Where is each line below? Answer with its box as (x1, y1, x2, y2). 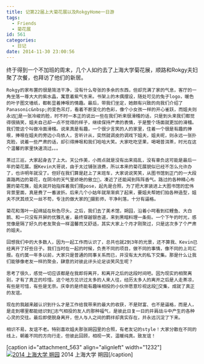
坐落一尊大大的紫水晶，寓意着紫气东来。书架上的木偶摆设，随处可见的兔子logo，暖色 (10, 93, 194, 99)
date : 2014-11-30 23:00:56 (6, 49, 75, 55)
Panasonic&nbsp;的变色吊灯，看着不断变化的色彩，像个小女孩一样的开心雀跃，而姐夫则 (6, 106, 197, 113)
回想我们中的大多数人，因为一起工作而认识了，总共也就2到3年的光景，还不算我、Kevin (6, 239, 194, 245)
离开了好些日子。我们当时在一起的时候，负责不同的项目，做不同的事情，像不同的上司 (10, 245, 192, 252)
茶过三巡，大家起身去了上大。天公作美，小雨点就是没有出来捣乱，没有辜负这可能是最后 (6, 157, 192, 163)
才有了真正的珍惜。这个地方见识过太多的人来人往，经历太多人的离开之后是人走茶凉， (15, 277, 197, 283)
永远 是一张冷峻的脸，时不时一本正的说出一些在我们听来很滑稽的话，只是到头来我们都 (6, 113, 191, 119)
